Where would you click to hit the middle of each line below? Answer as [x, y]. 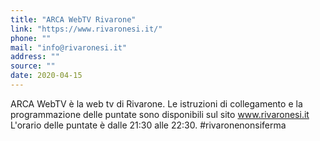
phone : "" [31, 38]
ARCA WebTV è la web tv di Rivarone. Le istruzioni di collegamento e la [156, 103]
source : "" [33, 66]
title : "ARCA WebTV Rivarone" [73, 19]
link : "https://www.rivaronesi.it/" [86, 29]
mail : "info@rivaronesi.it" [69, 47]
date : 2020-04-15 [46, 76]
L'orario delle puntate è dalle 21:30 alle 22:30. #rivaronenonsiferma [148, 125]
